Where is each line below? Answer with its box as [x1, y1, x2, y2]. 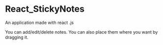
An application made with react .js [5, 20, 74, 25]
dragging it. [5, 34, 28, 40]
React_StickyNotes [5, 3, 85, 15]
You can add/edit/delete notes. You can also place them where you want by [5, 29, 158, 35]
